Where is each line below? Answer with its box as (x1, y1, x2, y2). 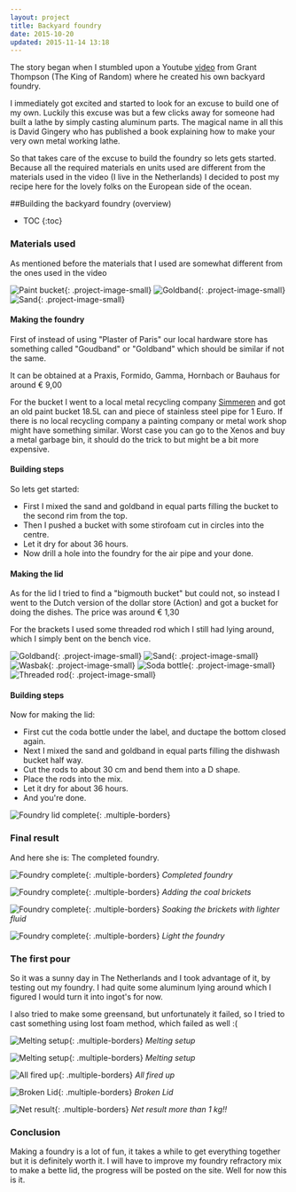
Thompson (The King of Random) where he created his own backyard (10, 72, 265, 82)
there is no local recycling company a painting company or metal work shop (10, 415, 287, 426)
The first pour (10, 953, 71, 965)
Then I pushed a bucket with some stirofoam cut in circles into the (22, 520, 265, 530)
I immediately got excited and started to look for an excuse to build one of (10, 98, 280, 109)
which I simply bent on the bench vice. (10, 633, 152, 644)
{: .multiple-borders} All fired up (58, 1070, 175, 1080)
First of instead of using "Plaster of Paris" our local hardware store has (10, 333, 269, 344)
